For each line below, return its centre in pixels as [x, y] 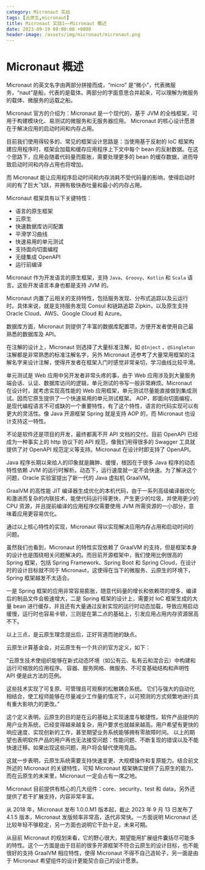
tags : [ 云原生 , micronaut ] [38, 18]
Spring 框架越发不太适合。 [40, 578]
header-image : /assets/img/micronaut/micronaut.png [73, 35]
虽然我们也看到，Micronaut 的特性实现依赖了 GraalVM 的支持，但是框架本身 [102, 547]
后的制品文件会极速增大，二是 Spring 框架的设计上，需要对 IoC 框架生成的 [99, 599]
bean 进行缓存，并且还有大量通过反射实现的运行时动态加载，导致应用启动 [106, 606]
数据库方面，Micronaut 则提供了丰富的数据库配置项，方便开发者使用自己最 [100, 326]
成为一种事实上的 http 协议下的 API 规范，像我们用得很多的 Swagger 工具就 [101, 442]
